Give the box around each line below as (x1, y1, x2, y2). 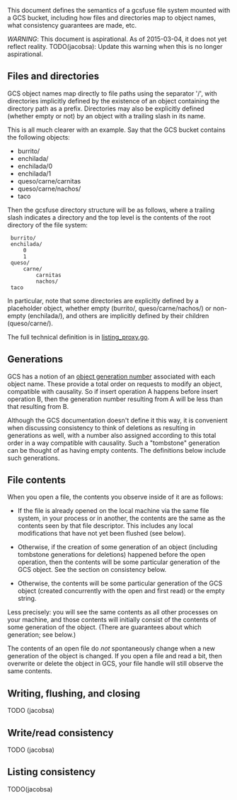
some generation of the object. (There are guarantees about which (7, 623, 202, 631)
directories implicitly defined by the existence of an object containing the (7, 96, 220, 105)
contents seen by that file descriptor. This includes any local (17, 522, 193, 530)
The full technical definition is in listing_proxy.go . (7, 332, 150, 341)
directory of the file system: (7, 220, 88, 229)
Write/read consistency (7, 726, 114, 739)
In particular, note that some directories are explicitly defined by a (7, 296, 200, 305)
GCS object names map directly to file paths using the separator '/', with (7, 89, 217, 98)
